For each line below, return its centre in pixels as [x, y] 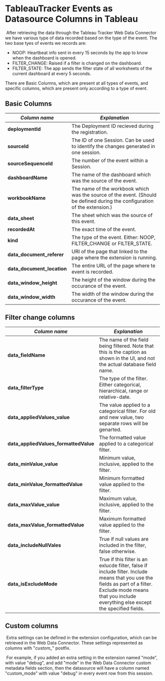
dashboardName [27, 178]
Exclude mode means [124, 590]
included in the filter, [123, 545]
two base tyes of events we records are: [46, 43]
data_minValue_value [33, 464]
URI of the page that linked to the [110, 251]
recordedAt [21, 229]
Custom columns [32, 626]
